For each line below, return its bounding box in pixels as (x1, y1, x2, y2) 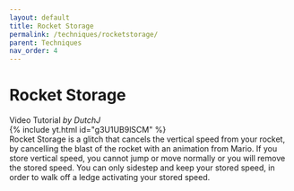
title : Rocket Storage (9, 22, 94, 30)
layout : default (9, 13, 70, 22)
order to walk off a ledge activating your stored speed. (9, 172, 211, 183)
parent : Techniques (9, 38, 82, 48)
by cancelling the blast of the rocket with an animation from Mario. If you (9, 143, 278, 154)
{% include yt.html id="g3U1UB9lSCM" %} (9, 125, 167, 135)
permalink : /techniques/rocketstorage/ (9, 30, 159, 39)
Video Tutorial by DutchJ (9, 115, 101, 126)
